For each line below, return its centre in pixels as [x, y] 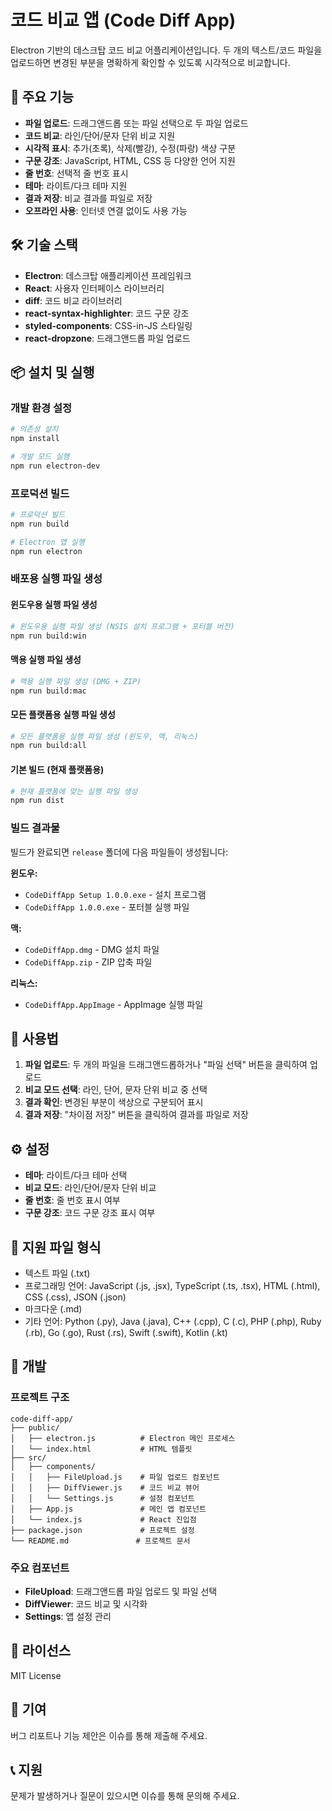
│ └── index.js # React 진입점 [103, 1519]
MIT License [36, 1675]
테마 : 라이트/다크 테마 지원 [76, 185]
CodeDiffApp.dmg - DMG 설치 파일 [92, 949]
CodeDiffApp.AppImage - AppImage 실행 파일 [114, 1004]
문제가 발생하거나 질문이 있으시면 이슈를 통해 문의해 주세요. [125, 1796]
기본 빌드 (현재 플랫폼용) [57, 769]
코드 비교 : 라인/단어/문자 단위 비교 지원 [100, 135]
